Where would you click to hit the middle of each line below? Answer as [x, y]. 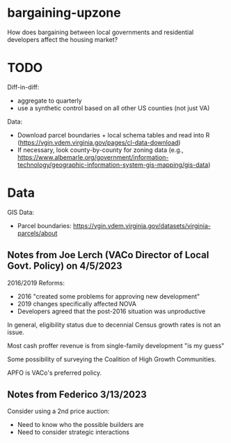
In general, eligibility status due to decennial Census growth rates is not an [114, 324]
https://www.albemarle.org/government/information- [93, 157]
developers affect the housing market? [63, 39]
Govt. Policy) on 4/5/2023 [65, 266]
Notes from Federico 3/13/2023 [77, 395]
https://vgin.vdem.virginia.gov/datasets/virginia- [142, 225]
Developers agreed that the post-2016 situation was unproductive [111, 311]
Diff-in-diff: [23, 87]
